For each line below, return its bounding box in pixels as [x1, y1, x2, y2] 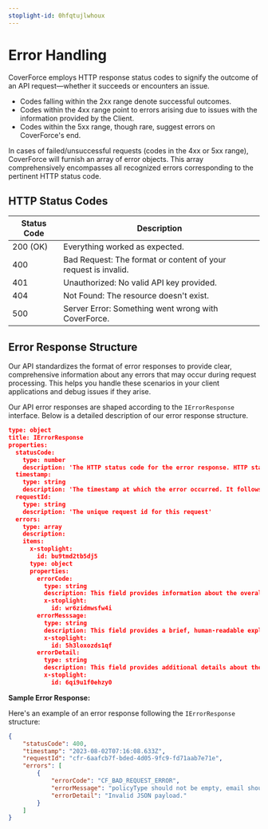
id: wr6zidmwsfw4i [50, 604, 112, 613]
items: [22, 538, 45, 546]
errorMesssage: [37, 612, 88, 620]
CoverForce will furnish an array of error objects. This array [8, 154, 204, 164]
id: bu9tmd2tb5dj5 [37, 552, 98, 561]
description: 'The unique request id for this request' [22, 507, 213, 515]
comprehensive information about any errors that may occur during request [8, 370, 257, 380]
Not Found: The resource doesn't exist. [63, 290, 210, 302]
